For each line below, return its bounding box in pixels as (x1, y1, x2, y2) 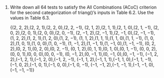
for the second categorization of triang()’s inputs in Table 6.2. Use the (10, 9, 154, 15)
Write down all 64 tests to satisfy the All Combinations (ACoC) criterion (10, 4, 157, 10)
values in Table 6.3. (10, 15, 50, 20)
